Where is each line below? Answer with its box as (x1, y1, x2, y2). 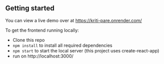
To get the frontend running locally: (5, 27, 79, 33)
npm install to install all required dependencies (12, 42, 113, 48)
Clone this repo (12, 37, 45, 43)
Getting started (5, 4, 55, 13)
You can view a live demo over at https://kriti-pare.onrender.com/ (5, 17, 142, 23)
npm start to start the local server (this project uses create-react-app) (12, 47, 159, 53)
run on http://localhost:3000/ (12, 53, 74, 59)
